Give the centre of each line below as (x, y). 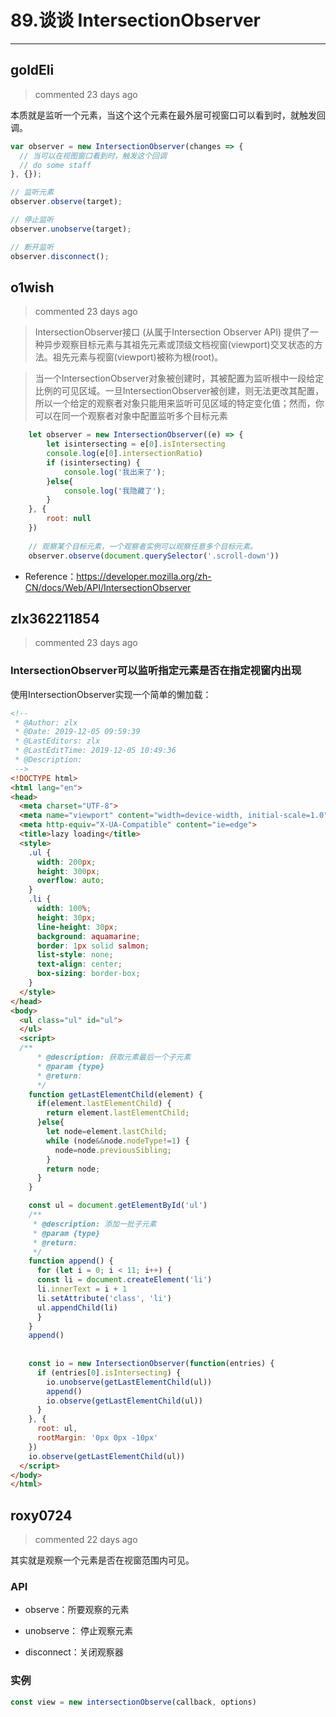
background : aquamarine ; (88, 936)
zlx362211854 (55, 618)
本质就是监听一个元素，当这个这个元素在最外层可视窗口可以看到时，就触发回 (168, 115)
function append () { (71, 1261)
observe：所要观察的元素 (77, 1610)
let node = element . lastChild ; (107, 1132)
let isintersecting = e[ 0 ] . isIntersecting (136, 444)
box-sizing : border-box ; (88, 974)
